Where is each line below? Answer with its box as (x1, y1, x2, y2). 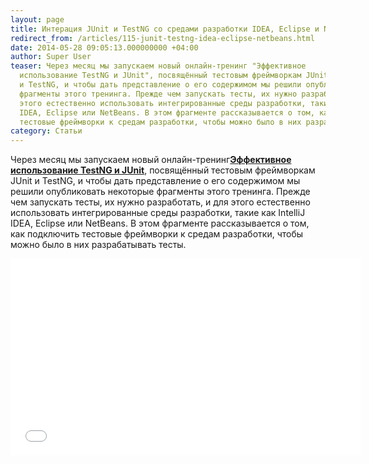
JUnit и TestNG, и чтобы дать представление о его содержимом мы (10, 175, 301, 187)
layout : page (10, 14, 65, 25)
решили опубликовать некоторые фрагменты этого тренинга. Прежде (10, 186, 311, 198)
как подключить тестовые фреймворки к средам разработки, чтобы (10, 228, 304, 240)
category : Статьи (10, 126, 83, 136)
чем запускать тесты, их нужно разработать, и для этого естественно (10, 196, 311, 208)
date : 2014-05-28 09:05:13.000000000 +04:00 (10, 42, 199, 53)
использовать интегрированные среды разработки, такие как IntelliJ (10, 207, 306, 219)
